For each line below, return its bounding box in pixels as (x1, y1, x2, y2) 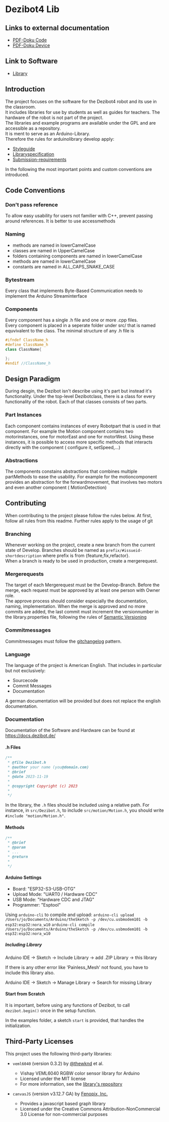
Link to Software (5, 57, 58, 66)
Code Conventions (5, 186, 66, 195)
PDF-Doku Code (12, 37, 47, 43)
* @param (7, 845, 26, 850)
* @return (7, 854, 28, 860)
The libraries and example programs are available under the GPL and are (5, 120, 156, 126)
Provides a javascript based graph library (20, 1100, 106, 1106)
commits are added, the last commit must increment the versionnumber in (5, 609, 159, 615)
